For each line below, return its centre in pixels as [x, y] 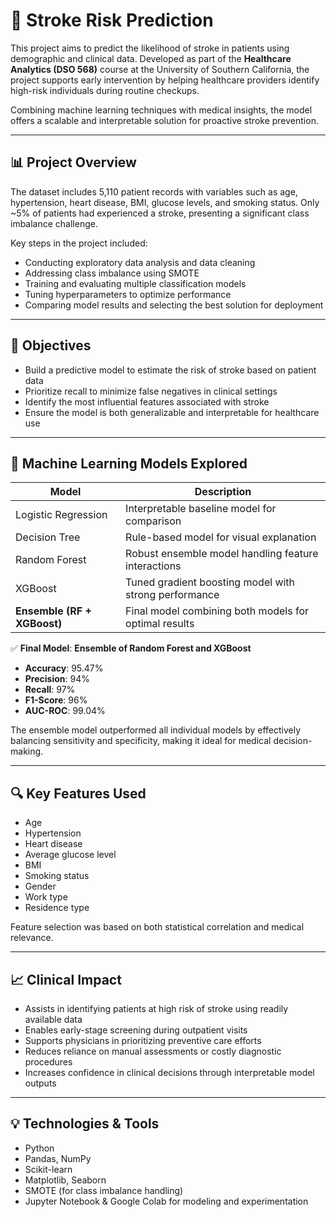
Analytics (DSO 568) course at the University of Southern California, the [160, 69]
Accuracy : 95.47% [64, 668]
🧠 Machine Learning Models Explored [129, 463]
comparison [153, 521]
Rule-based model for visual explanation [221, 537]
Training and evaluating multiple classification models [135, 283]
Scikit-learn [48, 1169]
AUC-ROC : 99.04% [65, 711]
